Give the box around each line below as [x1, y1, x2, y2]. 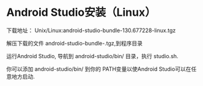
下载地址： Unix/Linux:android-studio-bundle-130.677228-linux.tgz [6, 27, 176, 34]
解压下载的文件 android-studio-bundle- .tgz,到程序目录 [6, 39, 143, 47]
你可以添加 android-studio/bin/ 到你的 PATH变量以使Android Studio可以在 [6, 65, 191, 73]
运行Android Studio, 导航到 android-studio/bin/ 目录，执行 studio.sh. [6, 52, 179, 59]
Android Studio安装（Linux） [6, 5, 156, 19]
